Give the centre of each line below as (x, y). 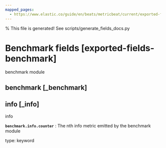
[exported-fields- (118, 48)
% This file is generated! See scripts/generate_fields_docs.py (67, 28)
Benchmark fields (42, 48)
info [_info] (22, 104)
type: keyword (20, 140)
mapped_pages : (20, 10)
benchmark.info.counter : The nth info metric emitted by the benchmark (78, 125)
